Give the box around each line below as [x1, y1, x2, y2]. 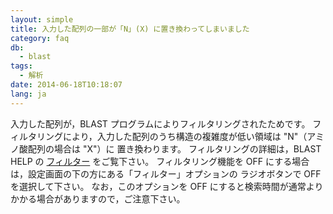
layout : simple [10, 14, 74, 25]
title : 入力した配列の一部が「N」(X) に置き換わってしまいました [10, 24, 250, 34]
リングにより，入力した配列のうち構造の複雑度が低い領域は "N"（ [36, 130, 308, 142]
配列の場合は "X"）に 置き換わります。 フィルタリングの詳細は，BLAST [27, 142, 322, 155]
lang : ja [10, 89, 47, 99]
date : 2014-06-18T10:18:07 [10, 80, 123, 90]
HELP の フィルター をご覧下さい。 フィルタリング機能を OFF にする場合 [10, 155, 310, 167]
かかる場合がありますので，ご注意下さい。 [10, 192, 186, 205]
